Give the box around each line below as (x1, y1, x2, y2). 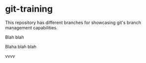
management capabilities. (5, 24, 58, 30)
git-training (5, 3, 53, 15)
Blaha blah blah (5, 43, 37, 49)
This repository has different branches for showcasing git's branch (5, 20, 142, 25)
